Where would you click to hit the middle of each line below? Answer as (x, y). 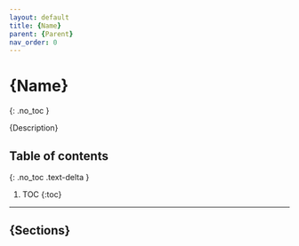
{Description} (34, 128)
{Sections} (40, 230)
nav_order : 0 (33, 42)
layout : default (39, 17)
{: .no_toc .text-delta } (49, 177)
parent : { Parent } (41, 34)
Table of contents (59, 156)
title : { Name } (36, 26)
